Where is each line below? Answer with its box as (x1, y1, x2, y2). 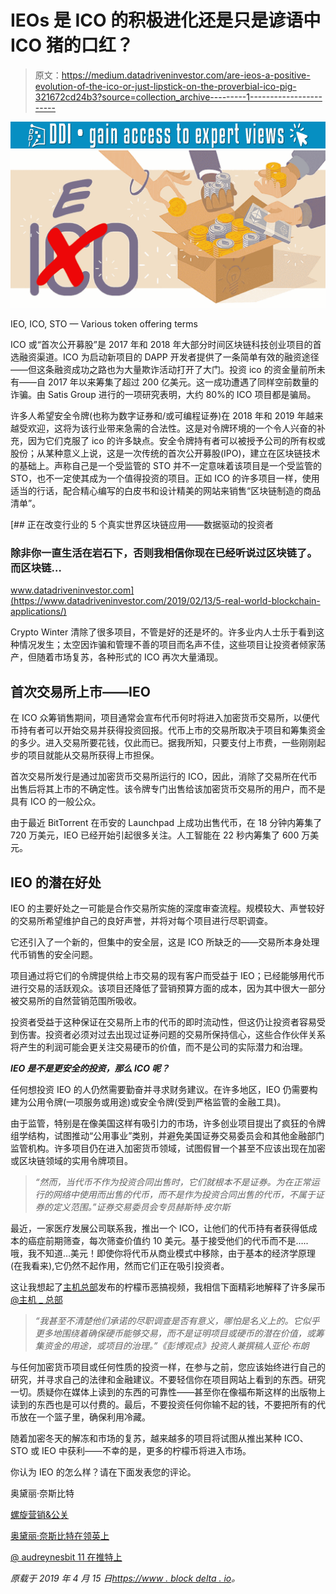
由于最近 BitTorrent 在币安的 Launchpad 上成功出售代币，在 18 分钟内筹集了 (10, 817, 323, 829)
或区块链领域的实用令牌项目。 (10, 1155, 133, 1167)
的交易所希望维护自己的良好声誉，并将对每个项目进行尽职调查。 (10, 915, 273, 927)
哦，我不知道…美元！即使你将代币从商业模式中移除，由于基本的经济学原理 (10, 1247, 317, 1260)
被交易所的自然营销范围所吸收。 (10, 995, 142, 1007)
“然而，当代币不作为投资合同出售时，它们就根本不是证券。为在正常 (34, 1176, 312, 1188)
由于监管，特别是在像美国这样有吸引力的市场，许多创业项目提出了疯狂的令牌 (10, 1117, 326, 1130)
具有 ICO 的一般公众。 (10, 796, 102, 808)
